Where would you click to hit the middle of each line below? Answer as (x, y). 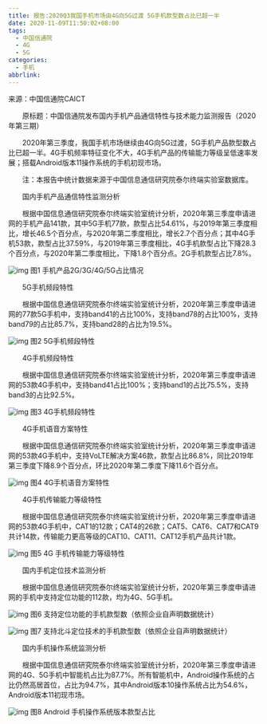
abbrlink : (25, 75)
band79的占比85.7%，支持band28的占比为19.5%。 (92, 324)
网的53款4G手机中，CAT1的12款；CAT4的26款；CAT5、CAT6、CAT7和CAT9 (133, 526)
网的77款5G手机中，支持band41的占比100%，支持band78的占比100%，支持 (133, 314)
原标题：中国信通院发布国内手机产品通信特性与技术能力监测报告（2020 (139, 116)
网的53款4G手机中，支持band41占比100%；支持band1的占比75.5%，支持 (129, 384)
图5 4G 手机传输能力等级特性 (78, 553)
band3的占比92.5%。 (44, 395)
